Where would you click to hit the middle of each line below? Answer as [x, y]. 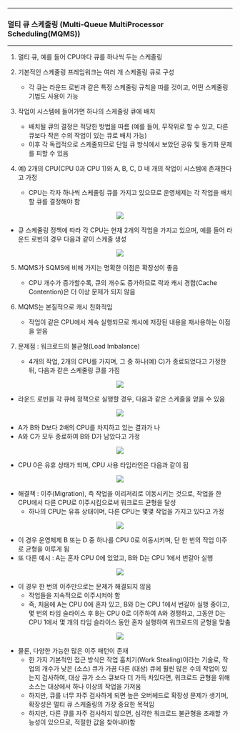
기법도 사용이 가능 [53, 96]
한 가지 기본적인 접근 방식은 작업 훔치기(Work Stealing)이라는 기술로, [125, 660]
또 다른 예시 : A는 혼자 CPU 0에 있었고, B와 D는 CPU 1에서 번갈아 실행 [115, 558]
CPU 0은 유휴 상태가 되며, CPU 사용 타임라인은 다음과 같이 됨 [103, 465]
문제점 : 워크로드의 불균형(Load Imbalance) [79, 346]
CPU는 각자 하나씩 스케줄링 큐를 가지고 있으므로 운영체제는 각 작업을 [124, 193]
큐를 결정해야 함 [58, 201]
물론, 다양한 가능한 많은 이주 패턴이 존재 [73, 651]
